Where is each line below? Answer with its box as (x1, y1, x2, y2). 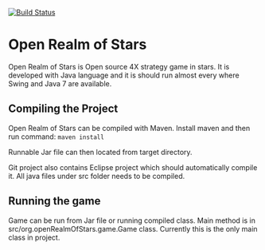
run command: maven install (8, 132, 105, 141)
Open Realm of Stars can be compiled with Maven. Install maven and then (8, 123, 251, 133)
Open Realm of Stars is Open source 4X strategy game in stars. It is (8, 62, 230, 71)
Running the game (8, 194, 101, 208)
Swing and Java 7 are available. (8, 78, 112, 88)
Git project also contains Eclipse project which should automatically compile (8, 162, 258, 172)
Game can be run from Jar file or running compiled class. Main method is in (8, 216, 256, 225)
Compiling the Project (8, 102, 119, 116)
